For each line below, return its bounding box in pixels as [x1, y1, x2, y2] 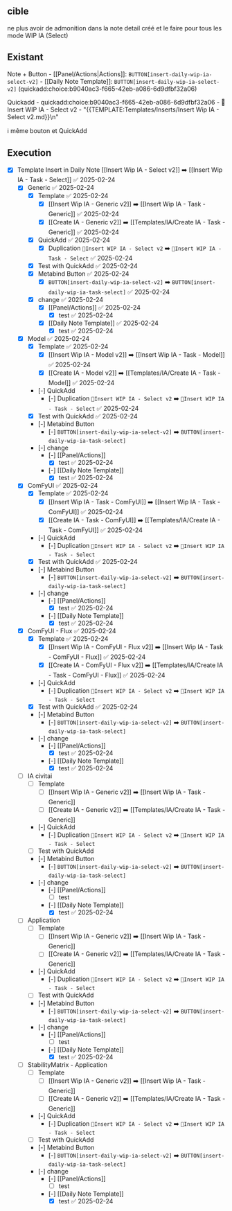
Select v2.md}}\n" [7, 112, 59, 121]
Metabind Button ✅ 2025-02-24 [37, 269, 130, 278]
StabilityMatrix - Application [27, 1060, 107, 1069]
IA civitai [27, 772, 53, 780]
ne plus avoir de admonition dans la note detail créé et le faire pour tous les [7, 24, 222, 32]
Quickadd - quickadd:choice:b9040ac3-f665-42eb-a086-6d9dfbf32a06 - [7, 98, 220, 106]
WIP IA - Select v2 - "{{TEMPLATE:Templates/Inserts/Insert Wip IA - [25, 105, 220, 114]
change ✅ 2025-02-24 [37, 295, 104, 303]
